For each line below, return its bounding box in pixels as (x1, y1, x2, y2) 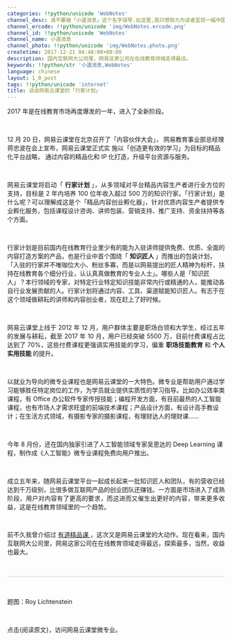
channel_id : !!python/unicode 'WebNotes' (7, 29, 128, 37)
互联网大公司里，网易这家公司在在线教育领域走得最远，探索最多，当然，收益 (7, 539, 225, 547)
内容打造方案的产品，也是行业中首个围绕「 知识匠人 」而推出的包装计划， (7, 252, 216, 260)
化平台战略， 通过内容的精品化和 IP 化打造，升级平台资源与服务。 (7, 153, 193, 161)
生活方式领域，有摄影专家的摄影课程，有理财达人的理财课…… (25, 412, 200, 421)
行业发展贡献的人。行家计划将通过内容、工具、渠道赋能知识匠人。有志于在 (12, 286, 225, 295)
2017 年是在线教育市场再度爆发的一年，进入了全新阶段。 (7, 107, 168, 116)
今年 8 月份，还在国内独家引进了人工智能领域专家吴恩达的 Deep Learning (7, 440, 215, 448)
